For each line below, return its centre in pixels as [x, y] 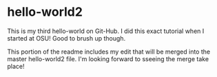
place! [16, 66]
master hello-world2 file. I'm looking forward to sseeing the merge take [108, 58]
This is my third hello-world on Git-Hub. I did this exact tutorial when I [106, 31]
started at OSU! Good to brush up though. [66, 38]
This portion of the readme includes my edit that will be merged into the [109, 52]
